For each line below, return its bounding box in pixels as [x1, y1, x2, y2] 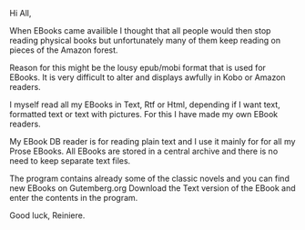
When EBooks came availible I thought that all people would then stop [9, 25, 271, 35]
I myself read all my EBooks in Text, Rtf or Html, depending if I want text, [9, 99, 280, 110]
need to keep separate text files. [9, 155, 131, 166]
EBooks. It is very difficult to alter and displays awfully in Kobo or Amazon [9, 72, 286, 83]
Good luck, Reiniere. [9, 210, 86, 221]
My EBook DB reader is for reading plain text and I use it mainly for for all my [9, 136, 296, 146]
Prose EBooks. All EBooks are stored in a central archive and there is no [9, 145, 279, 156]
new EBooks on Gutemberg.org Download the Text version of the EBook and [9, 183, 296, 194]
